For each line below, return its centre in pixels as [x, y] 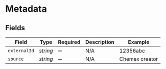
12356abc [132, 51]
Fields [15, 28]
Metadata [26, 9]
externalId [21, 51]
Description [100, 42]
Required [69, 42]
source [16, 59]
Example [139, 42]
